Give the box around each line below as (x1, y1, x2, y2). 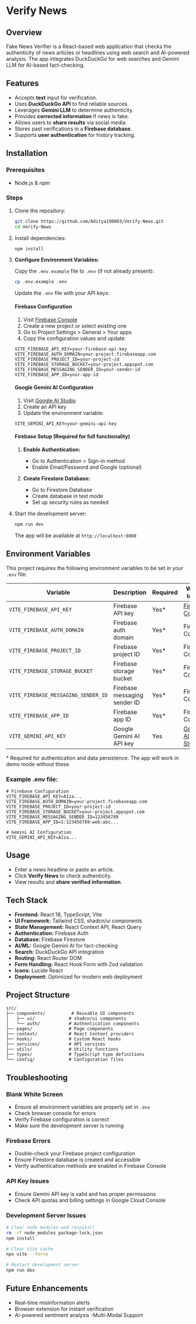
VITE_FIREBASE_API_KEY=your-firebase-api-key (14, 346, 127, 352)
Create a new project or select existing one (23, 322, 127, 329)
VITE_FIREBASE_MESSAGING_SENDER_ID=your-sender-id (14, 366, 141, 372)
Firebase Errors (6, 1137, 51, 1145)
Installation (6, 148, 48, 159)
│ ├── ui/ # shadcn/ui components (6, 1016, 127, 1022)
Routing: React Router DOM (14, 954, 82, 961)
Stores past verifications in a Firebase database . (14, 125, 132, 132)
